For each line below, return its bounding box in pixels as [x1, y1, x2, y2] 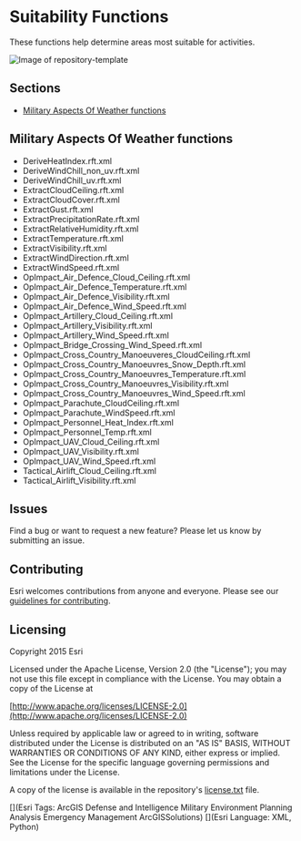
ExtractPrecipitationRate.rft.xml [22, 213, 140, 224]
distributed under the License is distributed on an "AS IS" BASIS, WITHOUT [9, 738, 291, 748]
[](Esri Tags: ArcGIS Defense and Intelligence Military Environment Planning [9, 802, 293, 813]
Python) [9, 822, 39, 832]
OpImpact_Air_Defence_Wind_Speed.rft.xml [22, 301, 186, 312]
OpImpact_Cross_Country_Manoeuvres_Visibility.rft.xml [22, 378, 229, 389]
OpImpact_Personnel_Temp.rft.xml [22, 426, 152, 437]
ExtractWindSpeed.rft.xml [22, 262, 120, 272]
